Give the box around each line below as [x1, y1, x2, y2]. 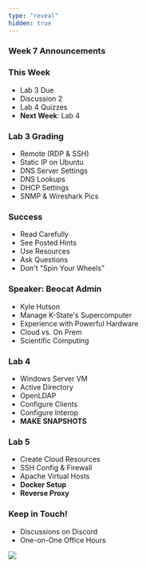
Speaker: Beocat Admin [8, 283, 102, 294]
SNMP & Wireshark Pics [19, 191, 99, 201]
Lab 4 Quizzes [19, 102, 68, 112]
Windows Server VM [19, 374, 88, 383]
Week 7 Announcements [8, 46, 106, 57]
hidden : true [8, 19, 52, 27]
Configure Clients [19, 399, 78, 409]
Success [8, 211, 43, 222]
